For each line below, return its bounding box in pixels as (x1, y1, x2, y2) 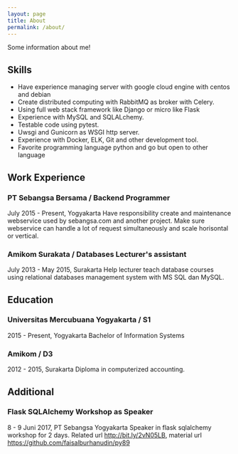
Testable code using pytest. (17, 120, 99, 129)
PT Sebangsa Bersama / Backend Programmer (7, 193, 171, 203)
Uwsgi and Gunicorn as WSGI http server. (17, 128, 140, 137)
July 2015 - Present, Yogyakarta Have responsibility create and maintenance (7, 208, 232, 217)
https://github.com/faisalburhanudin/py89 (7, 438, 130, 447)
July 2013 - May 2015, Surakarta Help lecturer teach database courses (7, 265, 215, 274)
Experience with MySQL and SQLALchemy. (17, 113, 144, 122)
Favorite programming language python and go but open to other (17, 143, 208, 152)
